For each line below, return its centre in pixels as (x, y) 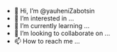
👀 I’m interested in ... (44, 18)
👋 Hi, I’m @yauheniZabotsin (54, 11)
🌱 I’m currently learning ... (52, 26)
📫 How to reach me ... (47, 41)
